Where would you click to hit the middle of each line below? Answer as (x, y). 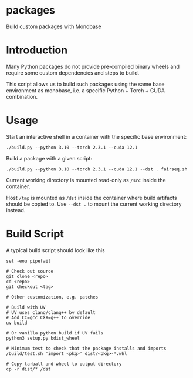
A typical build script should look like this (55, 250)
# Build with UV (26, 307)
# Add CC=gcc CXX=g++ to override (48, 317)
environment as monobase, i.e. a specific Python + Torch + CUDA (86, 90)
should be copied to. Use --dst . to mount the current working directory (94, 204)
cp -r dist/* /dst (28, 369)
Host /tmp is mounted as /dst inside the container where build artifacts (92, 198)
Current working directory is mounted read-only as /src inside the (86, 180)
